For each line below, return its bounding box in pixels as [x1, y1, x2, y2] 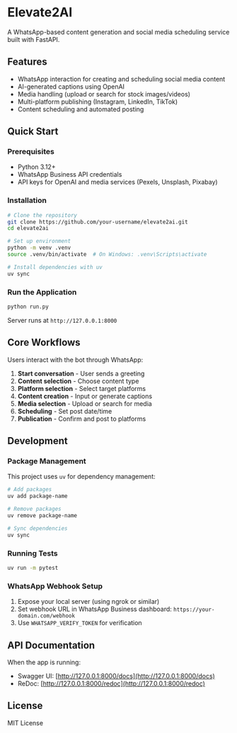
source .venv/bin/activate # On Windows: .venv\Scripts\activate [7, 251, 207, 258]
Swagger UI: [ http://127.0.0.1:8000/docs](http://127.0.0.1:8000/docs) [17, 671, 216, 680]
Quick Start [7, 126, 59, 138]
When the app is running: [7, 658, 81, 666]
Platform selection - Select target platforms [17, 384, 146, 392]
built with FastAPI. [7, 35, 60, 43]
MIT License [7, 718, 44, 727]
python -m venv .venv [7, 244, 71, 252]
